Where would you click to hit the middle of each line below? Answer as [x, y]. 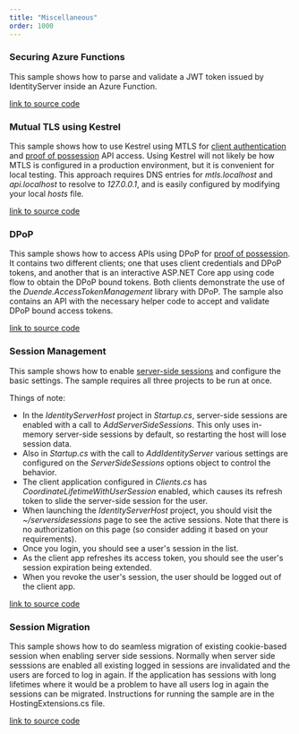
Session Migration [50, 627]
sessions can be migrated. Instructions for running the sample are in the [142, 694]
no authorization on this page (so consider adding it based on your [145, 529]
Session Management [58, 352]
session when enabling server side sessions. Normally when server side [142, 655]
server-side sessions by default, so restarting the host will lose [171, 434]
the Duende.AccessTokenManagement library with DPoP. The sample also [146, 292]
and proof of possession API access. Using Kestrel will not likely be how [142, 156]
